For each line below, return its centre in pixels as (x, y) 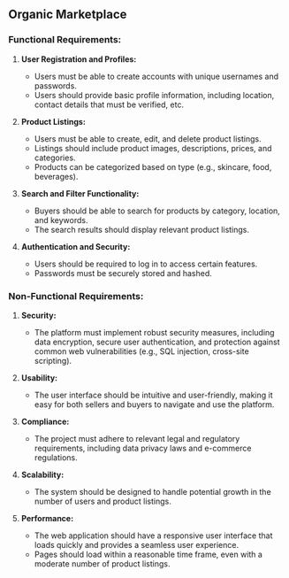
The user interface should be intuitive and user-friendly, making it (153, 395)
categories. (55, 158)
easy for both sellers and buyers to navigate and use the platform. (154, 404)
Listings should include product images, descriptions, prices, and (153, 148)
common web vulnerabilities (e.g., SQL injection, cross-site (141, 351)
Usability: (39, 378)
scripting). (53, 360)
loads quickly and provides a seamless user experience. (137, 544)
